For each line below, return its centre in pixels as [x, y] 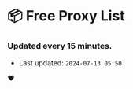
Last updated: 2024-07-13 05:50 [70, 63]
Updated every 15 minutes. [60, 46]
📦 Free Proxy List [66, 16]
